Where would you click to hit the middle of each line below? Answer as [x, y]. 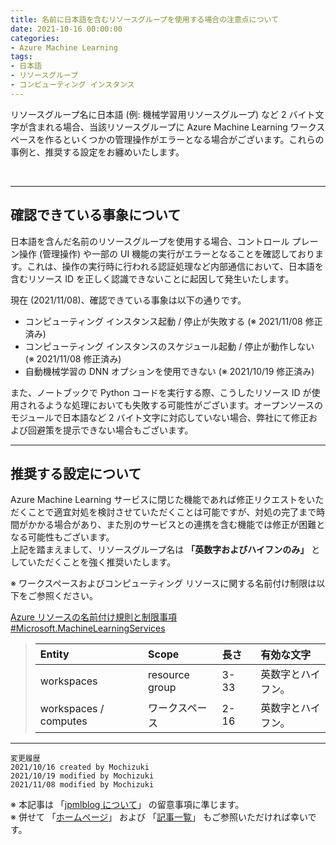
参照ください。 [67, 596]
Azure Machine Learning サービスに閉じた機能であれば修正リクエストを [158, 500]
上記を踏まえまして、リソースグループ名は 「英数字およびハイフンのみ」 [160, 550]
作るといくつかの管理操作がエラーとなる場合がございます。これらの [184, 139]
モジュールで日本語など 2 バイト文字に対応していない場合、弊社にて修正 [160, 417]
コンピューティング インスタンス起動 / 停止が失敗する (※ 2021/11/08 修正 [173, 321]
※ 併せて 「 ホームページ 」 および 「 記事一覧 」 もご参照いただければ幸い [159, 817]
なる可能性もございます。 [62, 537]
